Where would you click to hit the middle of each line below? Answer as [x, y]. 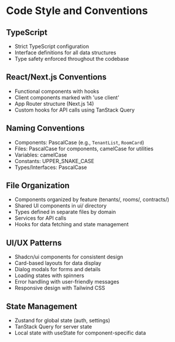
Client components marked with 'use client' [67, 97]
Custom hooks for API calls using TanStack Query [75, 110]
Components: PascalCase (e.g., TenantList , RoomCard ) [79, 142]
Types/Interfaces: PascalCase [51, 167]
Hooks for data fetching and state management [71, 224]
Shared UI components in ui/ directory [61, 206]
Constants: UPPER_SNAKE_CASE [54, 161]
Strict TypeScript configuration [52, 46]
